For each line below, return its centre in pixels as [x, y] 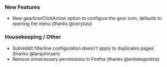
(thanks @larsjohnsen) [36, 53]
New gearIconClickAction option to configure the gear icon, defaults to [87, 18]
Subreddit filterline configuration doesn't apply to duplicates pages [83, 48]
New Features [23, 7]
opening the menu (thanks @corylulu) [52, 24]
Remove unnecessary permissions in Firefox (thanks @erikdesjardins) [86, 59]
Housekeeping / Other [33, 37]
